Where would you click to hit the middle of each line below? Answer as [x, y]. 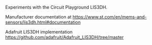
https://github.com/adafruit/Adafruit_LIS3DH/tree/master [65, 37]
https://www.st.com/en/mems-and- [110, 17]
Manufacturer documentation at [39, 17]
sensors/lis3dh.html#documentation [43, 22]
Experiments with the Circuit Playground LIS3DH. [56, 7]
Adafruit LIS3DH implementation [39, 32]
